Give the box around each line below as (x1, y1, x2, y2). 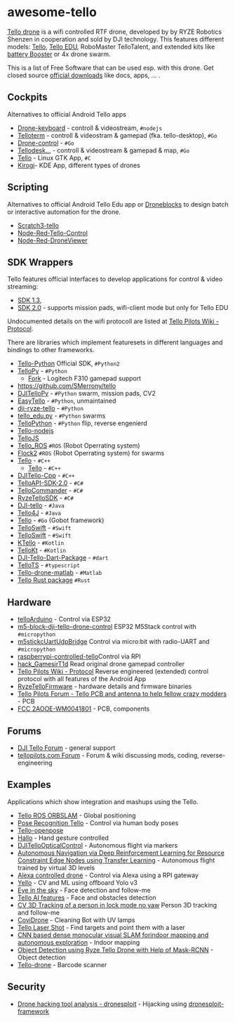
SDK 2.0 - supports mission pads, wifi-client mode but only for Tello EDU (17, 304, 229, 312)
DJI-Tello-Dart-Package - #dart (17, 553, 109, 562)
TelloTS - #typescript (17, 561, 81, 569)
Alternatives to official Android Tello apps (7, 110, 126, 118)
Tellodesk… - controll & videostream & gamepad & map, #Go (17, 145, 190, 155)
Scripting (7, 181, 49, 193)
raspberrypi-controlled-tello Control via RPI (17, 652, 142, 661)
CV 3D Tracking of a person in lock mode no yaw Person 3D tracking (17, 900, 217, 909)
